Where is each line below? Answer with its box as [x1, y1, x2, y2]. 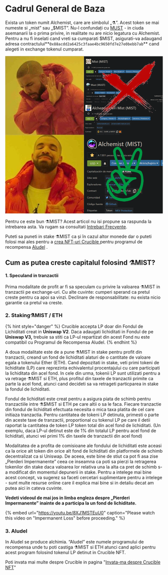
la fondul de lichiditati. [5, 386, 51, 392]
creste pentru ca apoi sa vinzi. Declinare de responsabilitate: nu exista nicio [5, 294, 161, 300]
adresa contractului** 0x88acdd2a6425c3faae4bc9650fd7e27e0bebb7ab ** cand [5, 40, 159, 46]
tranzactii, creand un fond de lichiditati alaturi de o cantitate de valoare [5, 354, 151, 360]
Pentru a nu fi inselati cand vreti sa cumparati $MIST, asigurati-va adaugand [5, 35, 162, 41]
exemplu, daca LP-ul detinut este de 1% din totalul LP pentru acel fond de [5, 428, 156, 434]
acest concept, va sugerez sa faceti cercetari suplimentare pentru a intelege [5, 474, 162, 480]
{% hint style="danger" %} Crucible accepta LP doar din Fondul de [5, 323, 143, 329]
